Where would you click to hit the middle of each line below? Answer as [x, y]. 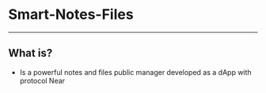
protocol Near [42, 80]
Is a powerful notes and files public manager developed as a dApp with [135, 72]
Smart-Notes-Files [71, 15]
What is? [30, 53]
